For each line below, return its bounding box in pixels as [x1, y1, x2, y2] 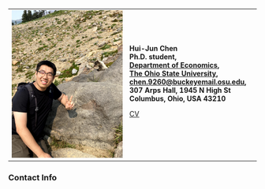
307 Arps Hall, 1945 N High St [129, 86, 231, 95]
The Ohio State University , [129, 69, 218, 79]
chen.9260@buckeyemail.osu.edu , [129, 77, 247, 87]
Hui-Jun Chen [129, 44, 178, 54]
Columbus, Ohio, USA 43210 [129, 94, 226, 103]
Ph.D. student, [129, 52, 177, 61]
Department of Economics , [129, 61, 220, 70]
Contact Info [8, 172, 58, 183]
